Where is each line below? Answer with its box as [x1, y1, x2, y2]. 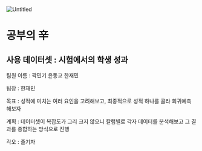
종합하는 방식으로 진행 [17, 126, 70, 132]
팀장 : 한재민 [6, 85, 36, 92]
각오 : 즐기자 [6, 138, 36, 145]
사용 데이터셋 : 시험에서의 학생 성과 [6, 54, 128, 65]
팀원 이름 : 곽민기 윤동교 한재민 [6, 72, 79, 79]
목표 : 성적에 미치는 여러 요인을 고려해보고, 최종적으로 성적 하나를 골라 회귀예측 [6, 97, 192, 104]
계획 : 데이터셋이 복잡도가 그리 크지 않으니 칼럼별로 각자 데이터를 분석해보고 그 [6, 118, 191, 125]
